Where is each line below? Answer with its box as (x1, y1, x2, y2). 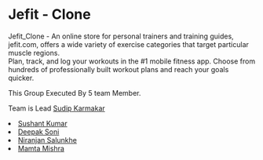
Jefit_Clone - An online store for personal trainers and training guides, (8, 31, 234, 41)
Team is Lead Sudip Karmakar (8, 104, 106, 113)
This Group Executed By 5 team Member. (8, 88, 141, 97)
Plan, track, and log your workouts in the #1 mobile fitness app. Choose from (8, 56, 256, 66)
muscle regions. (8, 48, 60, 57)
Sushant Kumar (18, 118, 68, 128)
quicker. (8, 73, 35, 82)
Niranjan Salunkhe (18, 135, 77, 144)
